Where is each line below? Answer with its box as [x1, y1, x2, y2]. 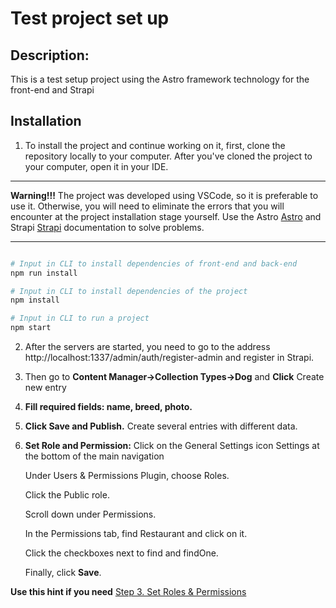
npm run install [10, 268, 78, 278]
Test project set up [10, 7, 170, 30]
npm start [10, 323, 52, 333]
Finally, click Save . [24, 567, 102, 579]
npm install [10, 295, 60, 306]
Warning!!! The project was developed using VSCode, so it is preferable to [10, 189, 319, 201]
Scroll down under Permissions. [24, 508, 157, 521]
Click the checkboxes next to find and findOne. [24, 547, 219, 559]
